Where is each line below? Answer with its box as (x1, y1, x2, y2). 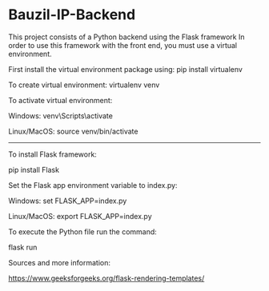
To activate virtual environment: (8, 95, 113, 105)
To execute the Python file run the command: (8, 226, 158, 237)
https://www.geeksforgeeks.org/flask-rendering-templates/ (8, 273, 205, 283)
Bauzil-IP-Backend (8, 6, 136, 24)
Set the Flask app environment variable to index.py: (8, 180, 178, 189)
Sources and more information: (8, 257, 110, 267)
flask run (8, 242, 38, 252)
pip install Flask (8, 165, 60, 174)
